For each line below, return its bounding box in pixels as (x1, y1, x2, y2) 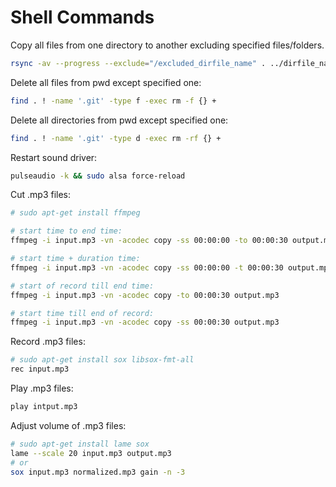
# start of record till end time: (10, 281, 155, 291)
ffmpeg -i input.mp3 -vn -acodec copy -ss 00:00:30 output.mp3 (10, 317, 280, 328)
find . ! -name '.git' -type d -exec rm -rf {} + (10, 133, 222, 143)
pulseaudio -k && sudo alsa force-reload (10, 171, 186, 181)
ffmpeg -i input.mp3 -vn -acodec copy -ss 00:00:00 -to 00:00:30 (10, 236, 288, 246)
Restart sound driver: (10, 151, 98, 163)
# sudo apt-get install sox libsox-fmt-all (10, 355, 195, 365)
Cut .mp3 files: (10, 189, 72, 201)
